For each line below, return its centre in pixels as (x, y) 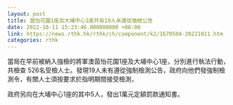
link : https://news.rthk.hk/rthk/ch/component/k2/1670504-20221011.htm (115, 34)
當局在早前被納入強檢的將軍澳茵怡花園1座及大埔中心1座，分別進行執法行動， (119, 62)
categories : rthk (33, 40)
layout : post (27, 14)
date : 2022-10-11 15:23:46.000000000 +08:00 (74, 27)
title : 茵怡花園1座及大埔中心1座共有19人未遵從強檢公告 (80, 21)
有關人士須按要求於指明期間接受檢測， (82, 79)
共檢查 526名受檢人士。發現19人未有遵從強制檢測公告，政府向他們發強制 (113, 70)
